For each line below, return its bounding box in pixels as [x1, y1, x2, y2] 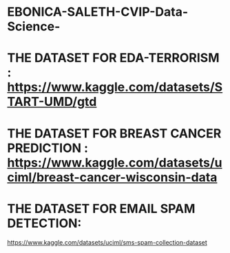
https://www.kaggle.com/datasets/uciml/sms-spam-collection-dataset [7, 238, 208, 246]
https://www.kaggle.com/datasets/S [7, 80, 223, 95]
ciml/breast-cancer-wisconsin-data [7, 169, 218, 185]
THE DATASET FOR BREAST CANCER [7, 125, 222, 141]
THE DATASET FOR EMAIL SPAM [7, 201, 196, 217]
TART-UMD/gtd [7, 94, 97, 110]
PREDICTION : [7, 140, 88, 155]
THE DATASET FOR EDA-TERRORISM [7, 50, 220, 66]
